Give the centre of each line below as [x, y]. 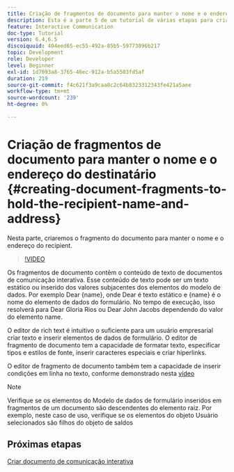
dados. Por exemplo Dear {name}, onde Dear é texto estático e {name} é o [114, 294]
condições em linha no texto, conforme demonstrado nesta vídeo [101, 373]
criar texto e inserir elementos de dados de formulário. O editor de [102, 338]
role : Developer [31, 59]
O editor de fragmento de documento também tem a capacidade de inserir [114, 365]
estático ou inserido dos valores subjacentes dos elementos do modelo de [114, 287]
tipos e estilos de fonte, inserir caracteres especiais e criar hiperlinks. [107, 352]
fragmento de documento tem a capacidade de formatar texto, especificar [114, 345]
